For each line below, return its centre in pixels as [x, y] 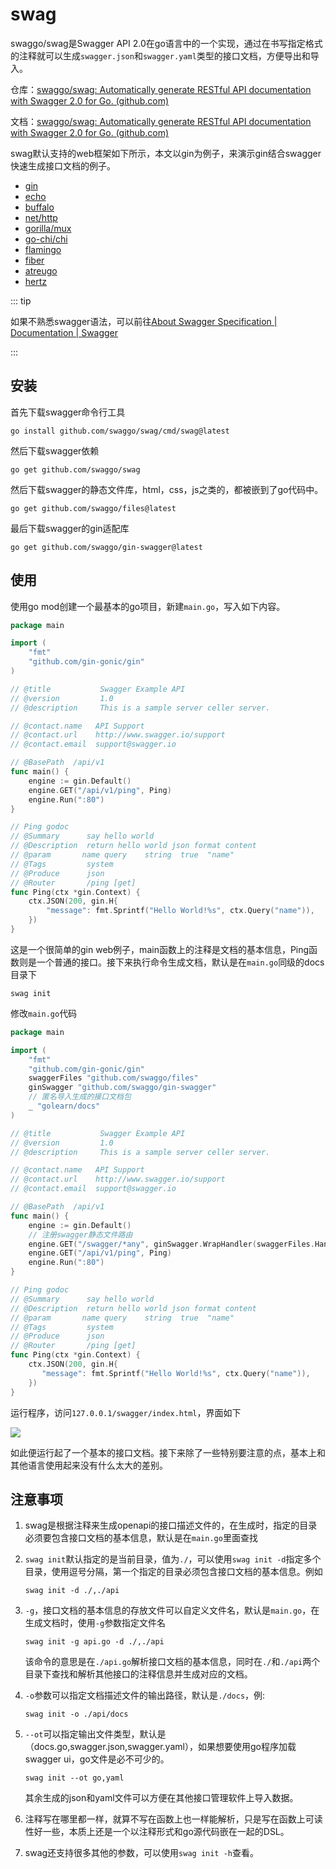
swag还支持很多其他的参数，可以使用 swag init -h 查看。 [141, 1853]
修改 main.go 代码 [44, 1013]
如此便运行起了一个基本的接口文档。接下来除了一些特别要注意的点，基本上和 [168, 1452]
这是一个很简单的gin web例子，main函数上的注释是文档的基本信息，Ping [160, 949]
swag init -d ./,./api [72, 1591]
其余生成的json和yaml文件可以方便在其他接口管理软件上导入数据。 [161, 1798]
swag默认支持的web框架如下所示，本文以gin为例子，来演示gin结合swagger [166, 153]
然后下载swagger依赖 [55, 450]
